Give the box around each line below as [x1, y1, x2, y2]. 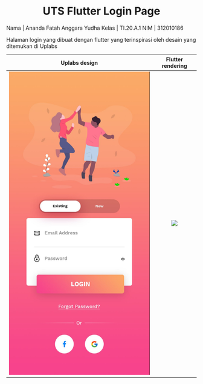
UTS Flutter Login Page [42, 4, 161, 18]
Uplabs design [60, 59, 98, 66]
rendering [161, 62, 187, 70]
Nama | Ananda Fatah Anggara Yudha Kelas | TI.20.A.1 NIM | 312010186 [6, 24, 184, 31]
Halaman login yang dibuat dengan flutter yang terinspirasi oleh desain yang [6, 36, 196, 43]
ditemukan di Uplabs [6, 42, 57, 50]
